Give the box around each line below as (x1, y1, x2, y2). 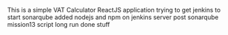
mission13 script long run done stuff (7, 21, 110, 28)
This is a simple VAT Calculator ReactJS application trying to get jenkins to (7, 6, 221, 14)
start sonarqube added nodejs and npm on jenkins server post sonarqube (7, 13, 219, 21)
